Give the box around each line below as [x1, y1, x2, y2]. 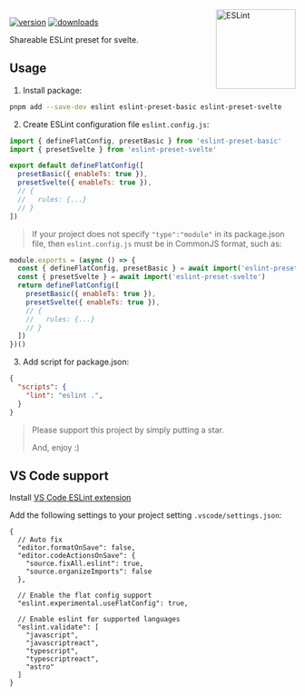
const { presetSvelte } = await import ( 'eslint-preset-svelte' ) [17, 273, 266, 282]
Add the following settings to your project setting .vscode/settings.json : [9, 510, 282, 521]
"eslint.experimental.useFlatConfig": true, [17, 599, 189, 608]
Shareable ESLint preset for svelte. [9, 35, 139, 45]
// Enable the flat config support [17, 591, 152, 601]
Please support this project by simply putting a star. [31, 424, 224, 435]
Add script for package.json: [22, 356, 130, 367]
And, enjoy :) [31, 442, 80, 452]
